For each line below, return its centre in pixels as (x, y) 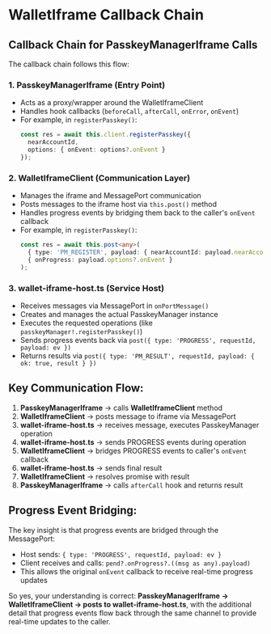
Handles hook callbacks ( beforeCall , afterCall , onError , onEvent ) (129, 112)
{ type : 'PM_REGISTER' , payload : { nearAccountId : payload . (131, 252)
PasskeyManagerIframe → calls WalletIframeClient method (121, 408)
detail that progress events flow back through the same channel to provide (133, 613)
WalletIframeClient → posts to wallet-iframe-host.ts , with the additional (130, 604)
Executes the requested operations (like (87, 323)
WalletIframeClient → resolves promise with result (105, 476)
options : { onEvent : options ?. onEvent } (97, 150)
